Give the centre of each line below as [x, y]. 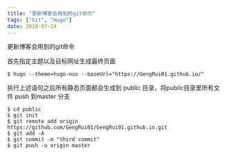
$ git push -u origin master [49, 146]
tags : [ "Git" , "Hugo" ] [40, 20]
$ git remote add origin [43, 122]
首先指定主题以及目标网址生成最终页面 [61, 61]
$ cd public [24, 110]
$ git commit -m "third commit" [53, 140]
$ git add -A [26, 134]
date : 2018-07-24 [32, 26]
